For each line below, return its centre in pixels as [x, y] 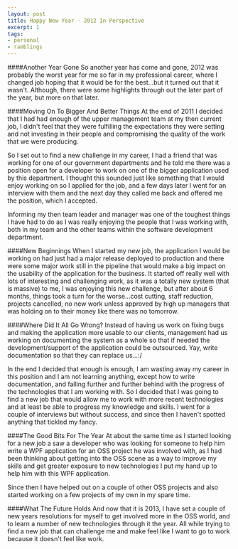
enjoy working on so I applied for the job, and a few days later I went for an [117, 185]
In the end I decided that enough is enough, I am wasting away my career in [118, 369]
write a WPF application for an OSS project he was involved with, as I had [115, 451]
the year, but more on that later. [53, 97]
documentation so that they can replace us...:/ [75, 355]
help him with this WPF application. [59, 473]
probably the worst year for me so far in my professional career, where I [113, 75]
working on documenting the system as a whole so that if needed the [109, 340]
